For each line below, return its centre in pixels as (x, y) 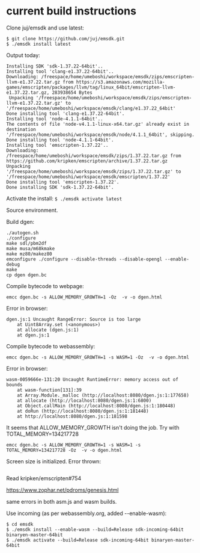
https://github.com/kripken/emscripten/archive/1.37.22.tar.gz (87, 161)
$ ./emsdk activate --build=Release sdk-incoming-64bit (77, 540)
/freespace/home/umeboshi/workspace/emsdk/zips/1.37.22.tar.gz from (94, 156)
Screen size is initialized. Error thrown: (53, 461)
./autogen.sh (23, 233)
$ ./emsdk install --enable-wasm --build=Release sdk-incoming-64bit (95, 530)
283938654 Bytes (72, 92)
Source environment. (32, 210)
